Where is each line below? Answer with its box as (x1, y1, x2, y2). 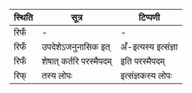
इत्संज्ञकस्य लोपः (120, 70, 172, 81)
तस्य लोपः (41, 70, 73, 81)
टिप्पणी (138, 12, 161, 23)
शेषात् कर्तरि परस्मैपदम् (41, 55, 113, 67)
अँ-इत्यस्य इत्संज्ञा (120, 41, 179, 52)
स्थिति (13, 12, 33, 23)
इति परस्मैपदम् (120, 55, 165, 67)
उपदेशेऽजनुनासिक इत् (41, 41, 111, 52)
